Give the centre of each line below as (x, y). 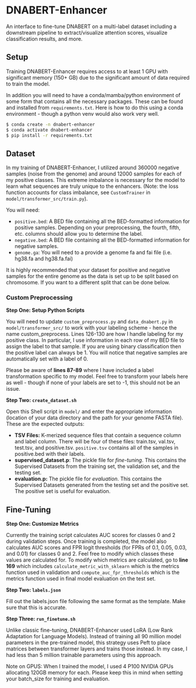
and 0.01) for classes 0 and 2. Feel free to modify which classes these (90, 554)
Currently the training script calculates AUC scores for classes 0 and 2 (91, 535)
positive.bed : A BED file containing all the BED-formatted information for (102, 221)
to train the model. (28, 84)
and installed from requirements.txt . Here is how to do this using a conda (95, 107)
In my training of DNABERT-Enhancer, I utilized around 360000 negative (93, 168)
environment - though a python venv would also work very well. (83, 113)
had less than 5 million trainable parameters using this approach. (84, 655)
